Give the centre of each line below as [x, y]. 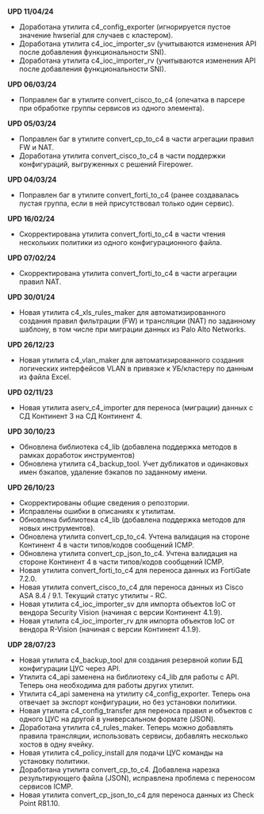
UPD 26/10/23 [31, 488]
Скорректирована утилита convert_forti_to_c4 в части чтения [122, 234]
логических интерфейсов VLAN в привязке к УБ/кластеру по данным [136, 369]
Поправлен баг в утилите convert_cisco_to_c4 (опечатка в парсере [132, 100]
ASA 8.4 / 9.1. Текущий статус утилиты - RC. [93, 595]
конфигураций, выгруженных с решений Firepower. [106, 164]
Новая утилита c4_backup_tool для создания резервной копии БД [131, 660]
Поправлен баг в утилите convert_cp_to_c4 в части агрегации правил [136, 139]
